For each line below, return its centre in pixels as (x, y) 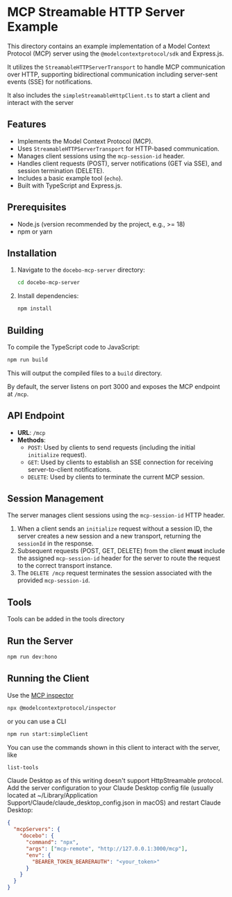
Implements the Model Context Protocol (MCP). (85, 141)
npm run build (28, 360)
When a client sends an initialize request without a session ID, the (115, 529)
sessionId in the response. (55, 543)
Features (27, 125)
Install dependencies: (48, 296)
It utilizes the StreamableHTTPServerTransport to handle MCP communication (116, 67)
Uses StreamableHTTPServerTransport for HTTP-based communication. (118, 148)
